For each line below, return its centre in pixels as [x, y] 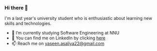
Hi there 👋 [16, 8]
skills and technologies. [28, 23]
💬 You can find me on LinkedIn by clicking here [58, 38]
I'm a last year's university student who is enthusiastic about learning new [78, 18]
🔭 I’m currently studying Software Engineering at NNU [65, 33]
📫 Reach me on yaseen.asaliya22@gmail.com [58, 44]
